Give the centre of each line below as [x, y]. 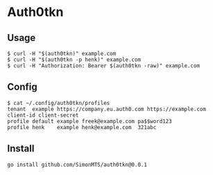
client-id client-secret [43, 115]
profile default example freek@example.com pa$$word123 [90, 121]
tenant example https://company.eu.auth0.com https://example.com [107, 109]
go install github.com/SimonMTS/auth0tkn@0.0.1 [77, 165]
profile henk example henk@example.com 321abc [82, 127]
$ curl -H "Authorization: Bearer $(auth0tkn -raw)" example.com [103, 66]
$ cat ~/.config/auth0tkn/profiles [59, 103]
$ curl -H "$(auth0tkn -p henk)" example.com [74, 60]
